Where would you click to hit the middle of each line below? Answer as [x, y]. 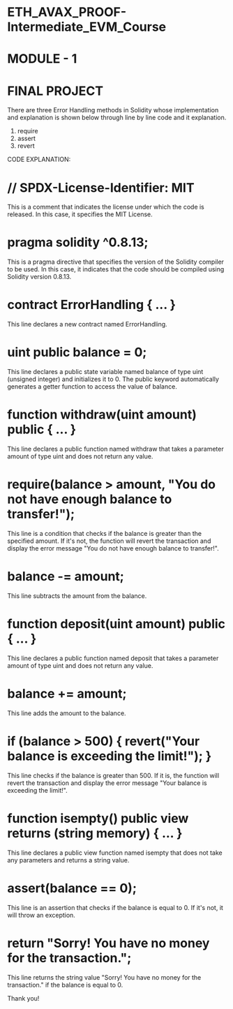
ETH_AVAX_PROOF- [67, 12]
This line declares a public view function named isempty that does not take [115, 853]
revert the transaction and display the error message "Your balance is [107, 783]
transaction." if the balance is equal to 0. [65, 985]
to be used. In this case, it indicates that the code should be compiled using [116, 269]
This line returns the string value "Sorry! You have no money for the [104, 977]
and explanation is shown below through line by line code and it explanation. [117, 118]
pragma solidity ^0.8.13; [78, 242]
